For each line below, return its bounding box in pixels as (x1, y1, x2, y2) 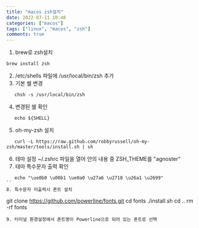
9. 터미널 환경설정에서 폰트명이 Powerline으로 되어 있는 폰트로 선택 (6, 217, 157, 223)
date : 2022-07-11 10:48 (6, 15, 67, 21)
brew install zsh (6, 61, 50, 67)
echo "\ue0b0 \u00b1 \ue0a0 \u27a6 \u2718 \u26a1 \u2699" (14, 175, 164, 181)
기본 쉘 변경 (15, 80, 44, 87)
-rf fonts (6, 204, 27, 211)
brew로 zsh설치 (15, 49, 53, 56)
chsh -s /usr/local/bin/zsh (14, 92, 85, 98)
